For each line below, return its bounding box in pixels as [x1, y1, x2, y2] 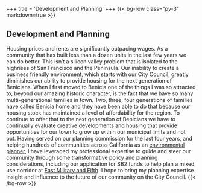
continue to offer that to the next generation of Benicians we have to [6, 115, 176, 122]
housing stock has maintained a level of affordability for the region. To [6, 109, 180, 116]
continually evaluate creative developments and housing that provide [6, 122, 178, 129]
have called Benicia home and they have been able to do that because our [6, 103, 191, 110]
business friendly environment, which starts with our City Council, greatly [6, 71, 189, 78]
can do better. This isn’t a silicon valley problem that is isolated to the [6, 57, 178, 65]
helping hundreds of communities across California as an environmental [6, 141, 185, 148]
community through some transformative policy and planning [6, 154, 158, 161]
